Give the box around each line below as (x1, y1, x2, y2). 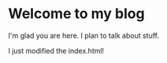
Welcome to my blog (8, 5, 145, 23)
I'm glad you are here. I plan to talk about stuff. (8, 31, 160, 40)
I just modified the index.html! (8, 46, 105, 55)
